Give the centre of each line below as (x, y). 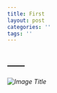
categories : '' (29, 27)
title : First (26, 14)
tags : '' (20, 33)
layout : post (26, 20)
